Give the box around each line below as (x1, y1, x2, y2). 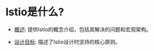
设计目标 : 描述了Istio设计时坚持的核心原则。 (14, 38, 121, 45)
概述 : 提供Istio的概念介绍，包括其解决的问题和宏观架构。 (14, 26, 152, 33)
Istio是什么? (5, 5, 64, 19)
